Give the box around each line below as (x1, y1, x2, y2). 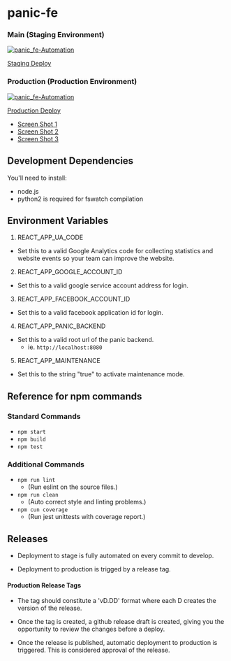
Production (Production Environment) (7, 77, 137, 87)
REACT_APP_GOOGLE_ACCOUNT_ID (17, 268, 123, 276)
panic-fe (7, 5, 58, 21)
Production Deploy (7, 106, 61, 115)
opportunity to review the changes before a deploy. (17, 625, 165, 634)
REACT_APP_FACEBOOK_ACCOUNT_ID (17, 295, 131, 304)
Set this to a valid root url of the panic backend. (17, 336, 154, 344)
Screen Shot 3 (17, 134, 59, 143)
